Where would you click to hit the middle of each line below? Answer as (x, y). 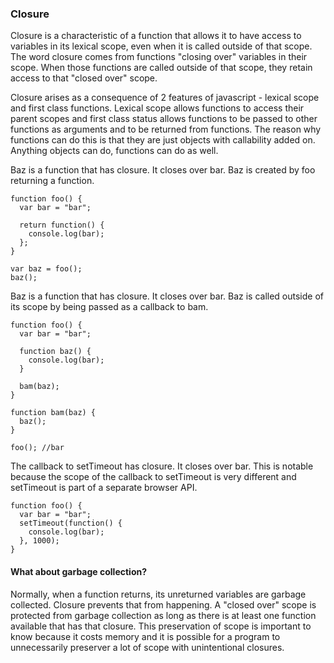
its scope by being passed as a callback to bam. (109, 307)
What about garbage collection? (79, 571)
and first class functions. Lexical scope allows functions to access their (157, 108)
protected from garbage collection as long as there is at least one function (163, 615)
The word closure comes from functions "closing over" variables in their (159, 57)
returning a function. (52, 181)
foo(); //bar (37, 448)
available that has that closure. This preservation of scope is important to (161, 626)
